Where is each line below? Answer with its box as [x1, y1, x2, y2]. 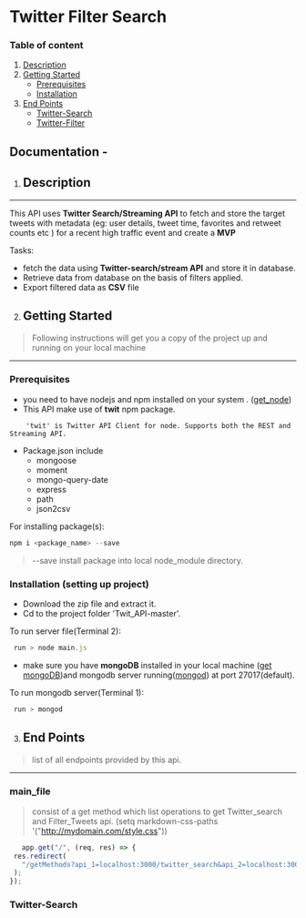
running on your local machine [31, 342, 147, 352]
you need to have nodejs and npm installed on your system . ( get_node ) [22, 393, 292, 404]
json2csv [36, 503, 71, 514]
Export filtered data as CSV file [22, 281, 139, 292]
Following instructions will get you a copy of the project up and [31, 332, 268, 343]
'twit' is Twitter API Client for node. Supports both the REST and [25, 421, 291, 430]
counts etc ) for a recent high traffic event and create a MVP [9, 227, 237, 238]
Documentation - [9, 144, 108, 159]
